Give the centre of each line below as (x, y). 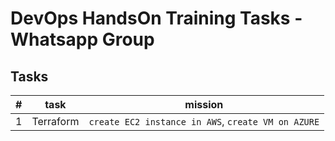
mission (204, 104)
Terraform (55, 121)
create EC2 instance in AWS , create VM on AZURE (204, 121)
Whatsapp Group (82, 39)
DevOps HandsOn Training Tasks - (156, 18)
